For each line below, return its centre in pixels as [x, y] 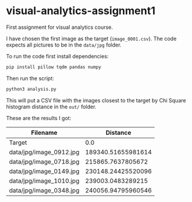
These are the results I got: [39, 118]
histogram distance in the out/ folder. [51, 107]
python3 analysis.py [32, 89]
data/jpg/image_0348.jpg [44, 190]
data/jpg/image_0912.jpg [44, 152]
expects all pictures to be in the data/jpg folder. [64, 45]
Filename [44, 133]
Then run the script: [30, 78]
